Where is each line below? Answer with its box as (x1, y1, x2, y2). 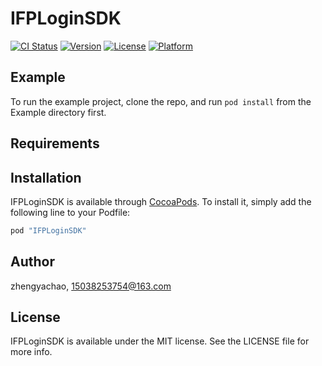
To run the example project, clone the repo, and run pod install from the (10, 95, 312, 107)
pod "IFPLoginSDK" (10, 225, 87, 236)
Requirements (10, 135, 100, 152)
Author (10, 253, 55, 271)
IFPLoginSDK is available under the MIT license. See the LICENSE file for (10, 335, 310, 347)
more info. (10, 346, 53, 358)
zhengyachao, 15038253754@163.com (10, 280, 172, 292)
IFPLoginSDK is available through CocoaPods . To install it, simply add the (10, 195, 312, 207)
